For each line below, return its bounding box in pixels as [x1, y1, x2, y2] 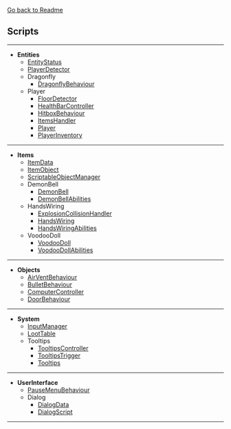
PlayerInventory [37, 131, 82, 139]
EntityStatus [27, 58, 62, 66]
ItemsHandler [37, 116, 76, 125]
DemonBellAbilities [37, 194, 91, 202]
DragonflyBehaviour [37, 79, 95, 88]
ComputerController [27, 287, 85, 295]
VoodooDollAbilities [37, 246, 93, 254]
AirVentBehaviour [27, 273, 78, 281]
